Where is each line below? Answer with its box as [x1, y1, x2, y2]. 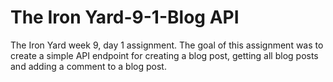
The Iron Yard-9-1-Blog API [10, 6, 240, 29]
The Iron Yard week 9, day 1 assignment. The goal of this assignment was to [10, 39, 324, 51]
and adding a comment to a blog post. [10, 60, 167, 72]
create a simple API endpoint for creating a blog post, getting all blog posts [10, 49, 319, 61]
